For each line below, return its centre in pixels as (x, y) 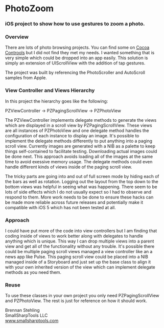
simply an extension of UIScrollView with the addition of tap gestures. (75, 63)
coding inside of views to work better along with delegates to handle (74, 236)
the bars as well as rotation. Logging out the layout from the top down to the (82, 181)
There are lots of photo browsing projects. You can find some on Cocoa (77, 47)
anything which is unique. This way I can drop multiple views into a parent (80, 241)
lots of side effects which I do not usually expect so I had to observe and (78, 192)
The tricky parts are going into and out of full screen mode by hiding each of (82, 176)
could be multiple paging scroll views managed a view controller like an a (79, 251)
